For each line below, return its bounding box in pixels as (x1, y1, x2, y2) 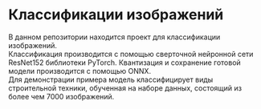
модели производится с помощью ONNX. (8, 66, 151, 75)
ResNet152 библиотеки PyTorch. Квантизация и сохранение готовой (8, 58, 241, 67)
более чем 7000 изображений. (8, 91, 115, 101)
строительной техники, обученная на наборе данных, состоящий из (8, 83, 243, 93)
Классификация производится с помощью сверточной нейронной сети (8, 49, 254, 59)
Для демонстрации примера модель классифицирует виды (8, 75, 214, 84)
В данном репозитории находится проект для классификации (8, 32, 221, 42)
